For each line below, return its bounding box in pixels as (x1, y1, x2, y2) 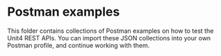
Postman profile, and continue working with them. (7, 41, 150, 49)
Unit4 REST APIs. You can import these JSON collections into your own (7, 33, 211, 42)
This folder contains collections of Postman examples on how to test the (7, 27, 214, 35)
